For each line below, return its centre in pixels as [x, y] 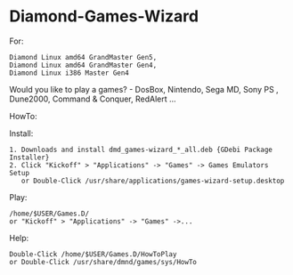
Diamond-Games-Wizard [104, 16]
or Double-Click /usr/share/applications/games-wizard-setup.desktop [153, 181]
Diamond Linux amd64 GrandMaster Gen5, [83, 57]
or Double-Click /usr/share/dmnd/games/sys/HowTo [103, 262]
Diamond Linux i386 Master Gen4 [69, 73]
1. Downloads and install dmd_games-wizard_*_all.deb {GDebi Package [141, 150]
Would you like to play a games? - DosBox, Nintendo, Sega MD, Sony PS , [144, 89]
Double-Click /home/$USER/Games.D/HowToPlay [93, 254]
